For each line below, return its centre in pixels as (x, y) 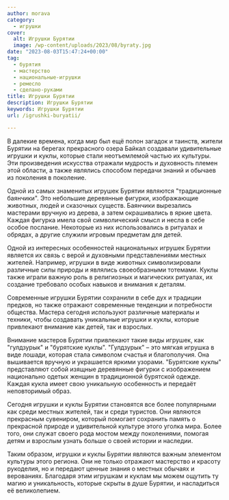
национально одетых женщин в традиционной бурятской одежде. (104, 376)
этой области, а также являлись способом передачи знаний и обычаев (112, 170)
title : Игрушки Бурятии (41, 97)
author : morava (29, 13)
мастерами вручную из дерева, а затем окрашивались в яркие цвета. (110, 213)
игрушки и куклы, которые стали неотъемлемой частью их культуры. (109, 156)
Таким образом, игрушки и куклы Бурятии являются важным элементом (114, 454)
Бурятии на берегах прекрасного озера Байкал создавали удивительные (114, 148)
